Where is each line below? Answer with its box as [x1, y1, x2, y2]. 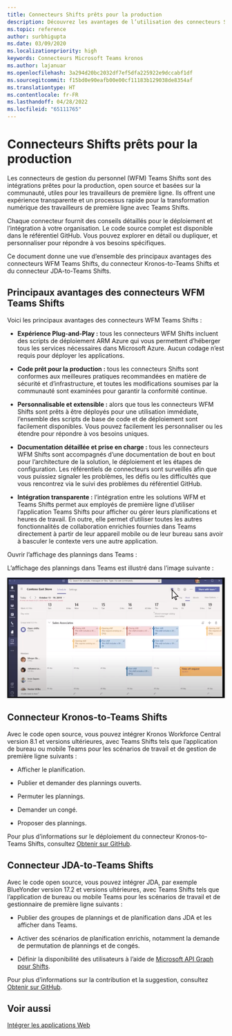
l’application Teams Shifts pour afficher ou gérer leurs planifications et [17, 508, 217, 516]
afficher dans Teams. [17, 921, 78, 929]
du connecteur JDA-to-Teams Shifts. [7, 267, 112, 275]
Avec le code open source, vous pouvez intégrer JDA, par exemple [7, 878, 197, 886]
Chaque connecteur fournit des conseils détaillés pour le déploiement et [7, 216, 213, 224]
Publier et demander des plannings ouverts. [17, 778, 142, 787]
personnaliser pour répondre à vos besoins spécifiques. [7, 238, 166, 247]
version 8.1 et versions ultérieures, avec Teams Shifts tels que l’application [7, 737, 218, 745]
